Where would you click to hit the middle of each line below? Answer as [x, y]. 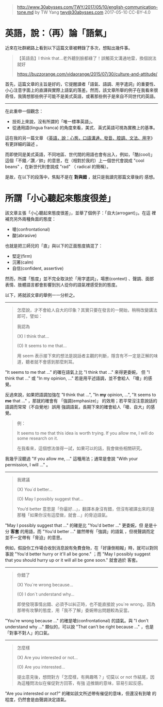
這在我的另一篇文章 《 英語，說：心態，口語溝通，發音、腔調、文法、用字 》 [80, 138]
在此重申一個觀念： [24, 111]
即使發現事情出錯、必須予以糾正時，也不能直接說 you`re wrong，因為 [86, 604]
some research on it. [37, 438]
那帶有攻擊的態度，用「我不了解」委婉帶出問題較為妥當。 [74, 610]
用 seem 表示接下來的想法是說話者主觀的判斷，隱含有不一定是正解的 [85, 356]
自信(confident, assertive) [38, 268]
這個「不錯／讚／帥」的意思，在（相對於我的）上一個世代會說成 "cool [75, 160]
